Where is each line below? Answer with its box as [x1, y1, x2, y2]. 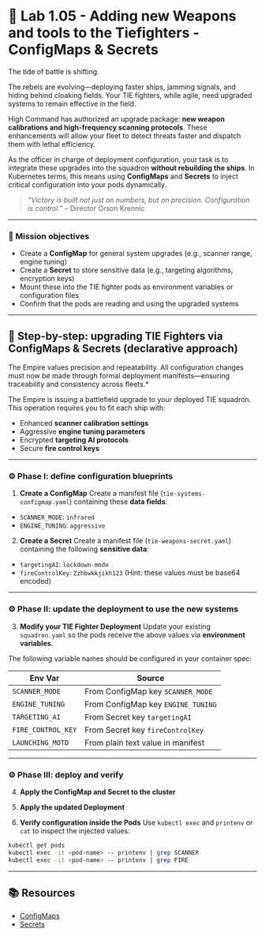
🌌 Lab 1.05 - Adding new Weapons [8, 7, 237, 25]
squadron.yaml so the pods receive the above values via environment [19, 630, 246, 639]
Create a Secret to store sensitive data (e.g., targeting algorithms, [19, 265, 233, 275]
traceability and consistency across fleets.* [8, 379, 149, 389]
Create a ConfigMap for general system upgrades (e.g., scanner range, [19, 249, 252, 258]
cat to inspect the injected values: [19, 825, 130, 836]
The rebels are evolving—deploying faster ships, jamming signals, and [8, 82, 237, 92]
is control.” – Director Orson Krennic [27, 203, 145, 212]
